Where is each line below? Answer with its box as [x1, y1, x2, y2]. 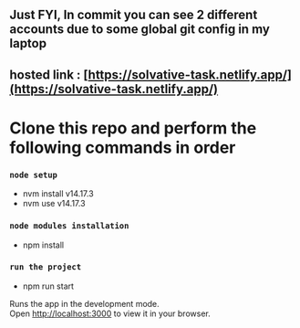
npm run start [22, 280, 75, 291]
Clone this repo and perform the [9, 118, 257, 138]
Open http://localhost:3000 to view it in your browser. [9, 308, 212, 319]
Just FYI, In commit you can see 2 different [9, 7, 258, 23]
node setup [9, 169, 57, 180]
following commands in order [9, 137, 236, 158]
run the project [9, 262, 82, 272]
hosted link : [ [9, 67, 88, 82]
